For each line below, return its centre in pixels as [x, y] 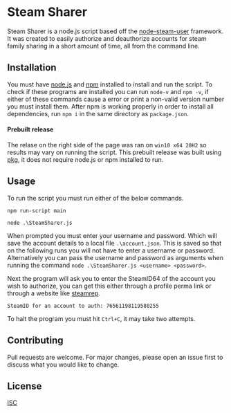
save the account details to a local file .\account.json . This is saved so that [114, 243]
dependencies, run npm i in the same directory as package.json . [98, 113]
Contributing [35, 341]
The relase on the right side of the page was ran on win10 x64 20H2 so [107, 145]
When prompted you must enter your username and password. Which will [112, 235]
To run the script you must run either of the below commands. [95, 198]
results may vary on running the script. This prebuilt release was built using [114, 152]
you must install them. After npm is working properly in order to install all [111, 106]
